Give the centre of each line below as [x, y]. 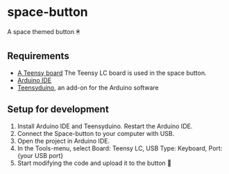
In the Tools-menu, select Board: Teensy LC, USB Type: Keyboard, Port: [120, 148]
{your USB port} [40, 155]
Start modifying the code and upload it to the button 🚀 [94, 163]
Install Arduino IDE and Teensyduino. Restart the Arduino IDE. [105, 126]
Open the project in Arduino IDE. [63, 141]
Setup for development [58, 109]
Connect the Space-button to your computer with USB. [96, 133]
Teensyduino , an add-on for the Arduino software [88, 87]
